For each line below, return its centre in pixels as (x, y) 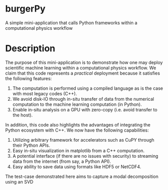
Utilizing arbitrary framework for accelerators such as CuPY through (83, 140)
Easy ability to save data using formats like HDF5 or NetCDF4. (77, 166)
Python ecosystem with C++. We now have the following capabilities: (77, 130)
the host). (22, 115)
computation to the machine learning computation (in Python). (77, 104)
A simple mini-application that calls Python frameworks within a (71, 23)
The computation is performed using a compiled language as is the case (88, 88)
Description (30, 49)
